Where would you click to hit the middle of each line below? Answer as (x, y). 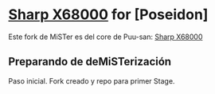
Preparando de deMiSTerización (90, 62)
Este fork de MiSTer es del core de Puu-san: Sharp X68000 (106, 37)
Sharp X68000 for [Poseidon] (108, 15)
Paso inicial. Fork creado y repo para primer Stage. (92, 80)
